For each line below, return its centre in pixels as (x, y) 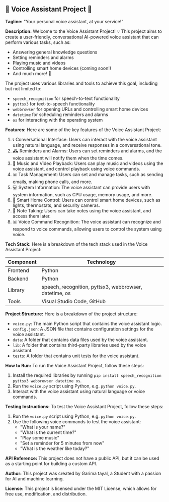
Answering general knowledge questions (55, 52)
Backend (18, 278)
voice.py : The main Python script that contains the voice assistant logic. (87, 323)
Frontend (18, 270)
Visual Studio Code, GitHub (74, 301)
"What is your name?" (43, 427)
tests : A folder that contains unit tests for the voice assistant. (76, 356)
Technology (101, 262)
